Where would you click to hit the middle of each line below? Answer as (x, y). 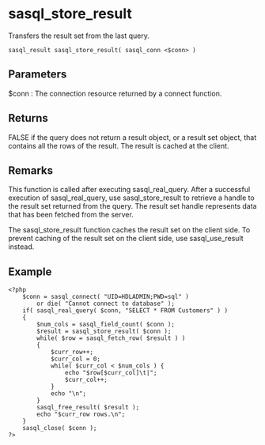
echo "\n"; (68, 394)
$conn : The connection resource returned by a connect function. (115, 93)
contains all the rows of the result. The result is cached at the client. (119, 145)
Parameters (38, 75)
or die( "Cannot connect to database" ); (106, 304)
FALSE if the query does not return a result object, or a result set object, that (132, 137)
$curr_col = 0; (76, 359)
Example (30, 272)
